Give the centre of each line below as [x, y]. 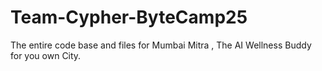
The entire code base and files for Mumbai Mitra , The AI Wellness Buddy [161, 45]
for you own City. [46, 55]
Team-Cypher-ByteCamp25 [129, 17]
